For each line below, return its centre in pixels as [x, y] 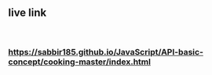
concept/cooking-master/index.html [80, 62]
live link [27, 13]
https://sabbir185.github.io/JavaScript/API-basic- [106, 52]
